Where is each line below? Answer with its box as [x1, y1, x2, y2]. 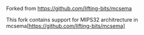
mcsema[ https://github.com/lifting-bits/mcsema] [6, 23, 126, 29]
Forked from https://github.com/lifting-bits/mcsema [6, 5, 132, 12]
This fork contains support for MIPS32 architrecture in [6, 16, 138, 23]
